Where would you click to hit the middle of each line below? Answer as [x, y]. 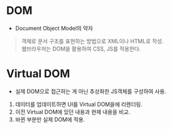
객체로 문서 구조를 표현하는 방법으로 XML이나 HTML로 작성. [92, 41]
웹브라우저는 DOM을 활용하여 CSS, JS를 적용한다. [81, 49]
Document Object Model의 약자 [54, 28]
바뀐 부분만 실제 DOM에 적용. [50, 119]
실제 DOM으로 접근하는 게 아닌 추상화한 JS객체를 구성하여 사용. [91, 91]
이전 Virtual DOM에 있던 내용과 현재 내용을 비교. [73, 112]
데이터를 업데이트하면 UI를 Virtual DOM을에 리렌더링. [79, 104]
